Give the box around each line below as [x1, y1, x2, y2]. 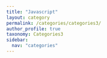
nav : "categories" [11, 43, 59, 49]
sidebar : [6, 37, 28, 43]
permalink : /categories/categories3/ [6, 20, 102, 26]
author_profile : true [6, 25, 61, 32]
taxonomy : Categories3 [6, 31, 63, 37]
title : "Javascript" [6, 8, 59, 15]
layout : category [6, 14, 50, 21]
